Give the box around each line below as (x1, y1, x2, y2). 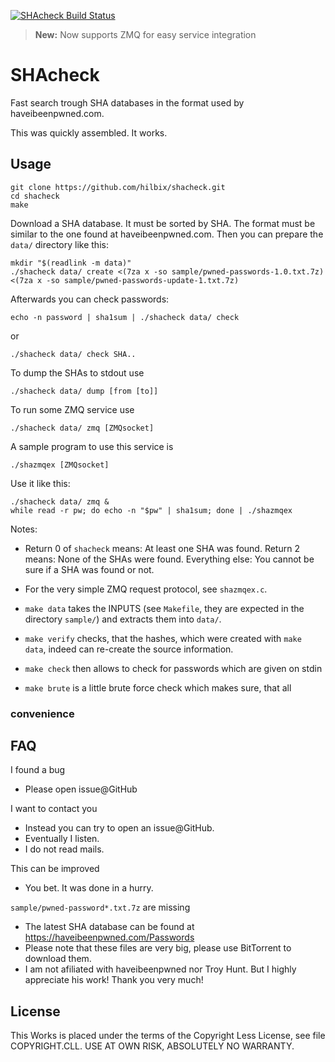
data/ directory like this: (10, 238, 109, 250)
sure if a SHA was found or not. (24, 563, 155, 575)
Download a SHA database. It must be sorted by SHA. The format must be (10, 217, 316, 229)
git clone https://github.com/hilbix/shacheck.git (10, 182, 226, 192)
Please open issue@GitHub (24, 783, 138, 795)
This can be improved (10, 863, 100, 875)
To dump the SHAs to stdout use (10, 366, 145, 379)
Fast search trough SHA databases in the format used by (10, 96, 245, 109)
